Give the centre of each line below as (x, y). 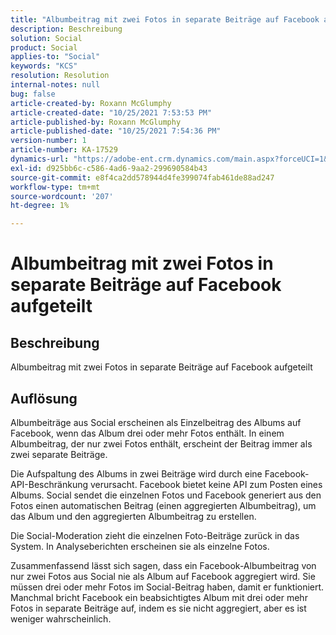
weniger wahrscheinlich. (61, 618)
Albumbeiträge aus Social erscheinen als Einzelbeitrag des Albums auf (156, 422)
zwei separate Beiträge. (59, 454)
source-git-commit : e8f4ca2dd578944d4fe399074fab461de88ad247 (142, 177)
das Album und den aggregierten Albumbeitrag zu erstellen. (133, 516)
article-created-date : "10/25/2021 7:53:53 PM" (111, 112)
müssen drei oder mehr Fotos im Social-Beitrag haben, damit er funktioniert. (167, 587)
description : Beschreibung (66, 29)
